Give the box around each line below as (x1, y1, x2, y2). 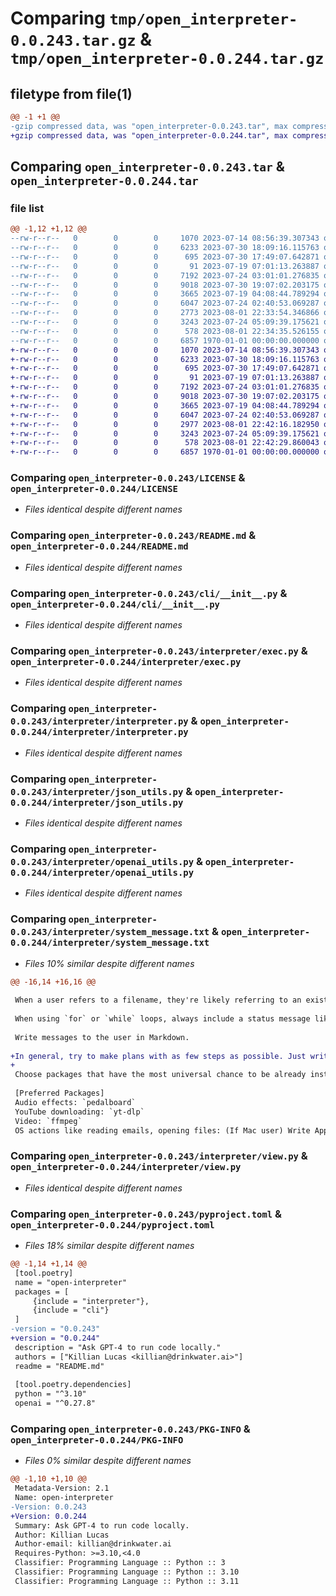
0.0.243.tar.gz (10, 32, 137, 51)
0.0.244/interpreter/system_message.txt (10, 937, 210, 949)
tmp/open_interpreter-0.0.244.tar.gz (10, 50, 325, 69)
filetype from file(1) (10, 85, 133, 102)
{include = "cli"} (32, 1305, 110, 1316)
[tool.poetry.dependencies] (14, 1380, 132, 1390)
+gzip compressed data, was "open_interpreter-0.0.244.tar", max (10, 130, 288, 141)
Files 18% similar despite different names (24, 1240, 195, 1252)
